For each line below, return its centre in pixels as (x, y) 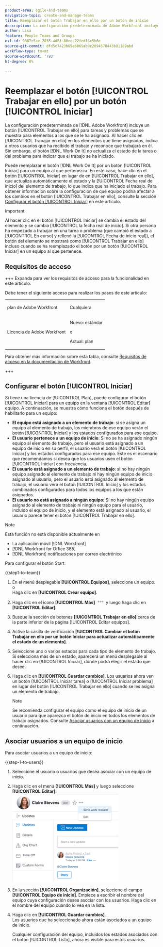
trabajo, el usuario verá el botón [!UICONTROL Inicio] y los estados (79, 485)
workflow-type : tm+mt (27, 51)
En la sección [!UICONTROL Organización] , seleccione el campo (77, 890)
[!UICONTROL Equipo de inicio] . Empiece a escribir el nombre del (78, 895)
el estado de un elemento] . (39, 642)
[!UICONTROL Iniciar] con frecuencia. (50, 464)
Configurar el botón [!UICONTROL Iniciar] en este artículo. (63, 202)
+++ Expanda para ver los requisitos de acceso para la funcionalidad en (77, 278)
